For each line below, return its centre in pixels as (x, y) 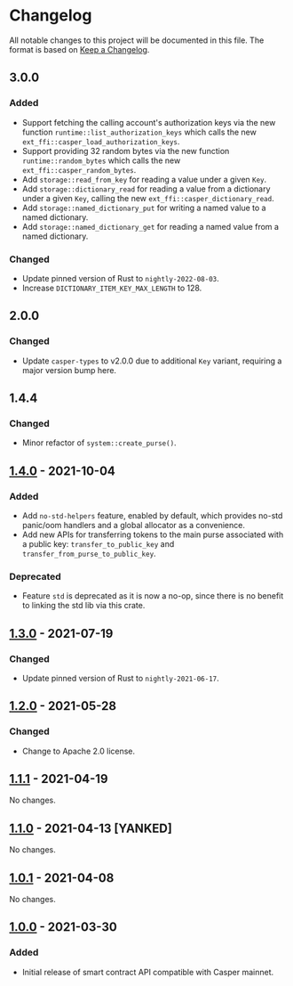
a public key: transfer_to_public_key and (98, 543)
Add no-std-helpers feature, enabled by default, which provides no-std (152, 515)
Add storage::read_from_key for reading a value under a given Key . (144, 179)
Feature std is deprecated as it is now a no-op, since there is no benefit (153, 596)
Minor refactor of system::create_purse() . (99, 443)
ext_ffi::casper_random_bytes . (79, 169)
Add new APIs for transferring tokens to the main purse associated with (153, 534)
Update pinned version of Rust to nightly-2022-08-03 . (120, 278)
